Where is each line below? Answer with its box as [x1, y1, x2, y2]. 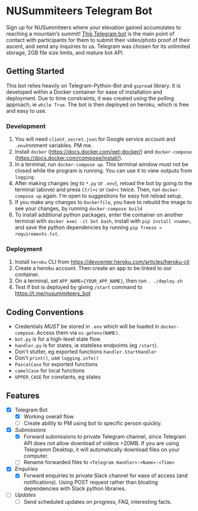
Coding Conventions [6, 307, 84, 317]
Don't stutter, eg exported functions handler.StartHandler [14, 348, 157, 356]
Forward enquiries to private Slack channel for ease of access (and [23, 472, 188, 479]
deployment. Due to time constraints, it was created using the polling [6, 94, 174, 101]
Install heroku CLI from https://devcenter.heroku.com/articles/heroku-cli [14, 258, 190, 265]
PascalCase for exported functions [14, 361, 98, 368]
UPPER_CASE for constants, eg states [14, 373, 101, 380]
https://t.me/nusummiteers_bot [14, 290, 91, 297]
